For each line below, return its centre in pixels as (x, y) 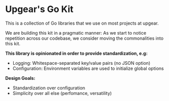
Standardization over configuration (49, 88)
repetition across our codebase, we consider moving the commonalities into (84, 38)
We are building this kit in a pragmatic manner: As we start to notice (76, 33)
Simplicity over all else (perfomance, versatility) (62, 93)
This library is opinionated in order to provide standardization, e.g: (76, 53)
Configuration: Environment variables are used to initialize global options (88, 68)
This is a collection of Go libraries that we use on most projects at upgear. (82, 23)
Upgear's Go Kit (39, 9)
